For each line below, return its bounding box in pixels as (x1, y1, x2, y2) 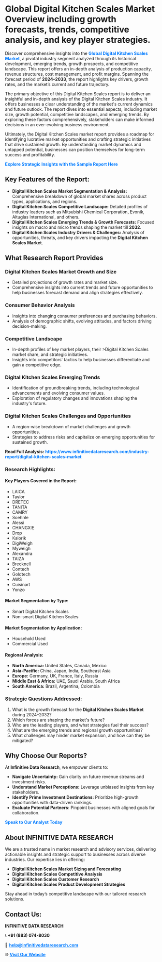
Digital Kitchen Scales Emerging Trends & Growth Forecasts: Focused (12, 219, 155, 225)
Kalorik (12, 535, 27, 541)
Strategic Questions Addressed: (5, 695, 82, 702)
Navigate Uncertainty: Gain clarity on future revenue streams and (12, 774, 144, 780)
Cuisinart (12, 581, 30, 587)
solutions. (5, 896, 25, 902)
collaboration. (12, 810, 40, 816)
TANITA (12, 504, 28, 510)
